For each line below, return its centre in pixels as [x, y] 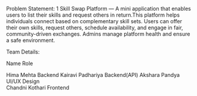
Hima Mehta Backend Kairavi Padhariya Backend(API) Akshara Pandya [93, 75]
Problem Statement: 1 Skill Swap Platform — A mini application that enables [98, 9]
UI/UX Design [23, 81]
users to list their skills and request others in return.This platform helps [93, 15]
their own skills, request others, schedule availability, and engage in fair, [95, 27]
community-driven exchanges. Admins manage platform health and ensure [98, 34]
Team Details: [23, 52]
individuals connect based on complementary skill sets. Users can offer [94, 21]
